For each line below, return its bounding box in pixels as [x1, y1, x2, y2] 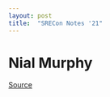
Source [8, 80, 32, 90]
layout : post [8, 11, 53, 20]
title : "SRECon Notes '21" [8, 19, 104, 27]
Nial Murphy [8, 54, 93, 72]
